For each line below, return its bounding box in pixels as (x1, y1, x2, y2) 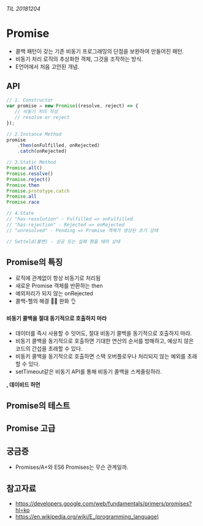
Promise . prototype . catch (6, 188, 70, 194)
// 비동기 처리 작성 (14, 109, 58, 115)
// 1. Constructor (6, 97, 53, 104)
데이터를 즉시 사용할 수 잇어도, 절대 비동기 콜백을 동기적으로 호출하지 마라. (15, 329, 192, 337)
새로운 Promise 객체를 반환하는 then (15, 282, 103, 290)
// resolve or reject (14, 114, 70, 120)
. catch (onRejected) (17, 148, 67, 155)
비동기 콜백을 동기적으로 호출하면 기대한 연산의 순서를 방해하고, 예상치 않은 (15, 337, 194, 344)
